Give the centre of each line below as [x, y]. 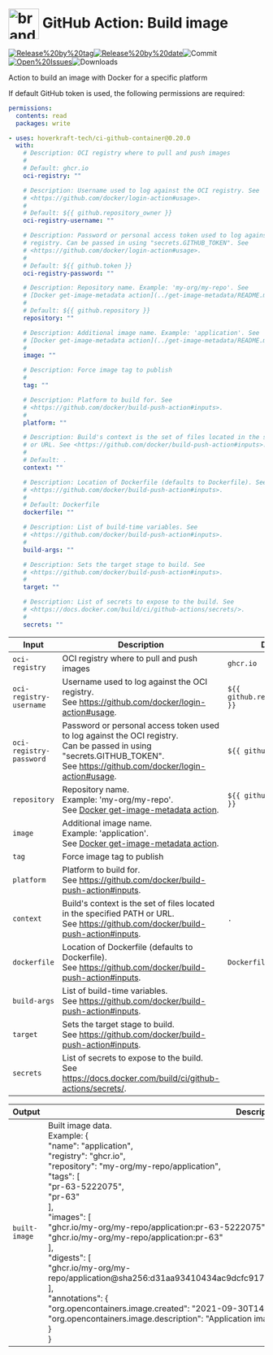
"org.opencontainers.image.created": [119, 1308]
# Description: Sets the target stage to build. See [114, 564]
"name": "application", [91, 1145]
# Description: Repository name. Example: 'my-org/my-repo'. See [136, 288]
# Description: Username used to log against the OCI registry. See [141, 190]
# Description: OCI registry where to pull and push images [127, 153]
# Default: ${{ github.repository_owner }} [98, 213]
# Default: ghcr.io [56, 168]
